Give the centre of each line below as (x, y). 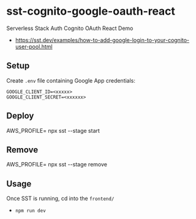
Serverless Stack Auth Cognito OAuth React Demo (70, 28)
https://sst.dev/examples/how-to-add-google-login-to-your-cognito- (102, 40)
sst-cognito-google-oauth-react (91, 11)
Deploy (20, 116)
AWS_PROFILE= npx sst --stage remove (57, 165)
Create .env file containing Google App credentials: (71, 80)
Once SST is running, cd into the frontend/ (60, 199)
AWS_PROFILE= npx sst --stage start (53, 130)
